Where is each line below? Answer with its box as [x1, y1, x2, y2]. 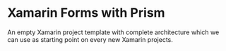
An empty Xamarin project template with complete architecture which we [7, 28, 220, 36]
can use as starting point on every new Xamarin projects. [7, 35, 173, 43]
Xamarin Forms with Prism [7, 5, 165, 21]
